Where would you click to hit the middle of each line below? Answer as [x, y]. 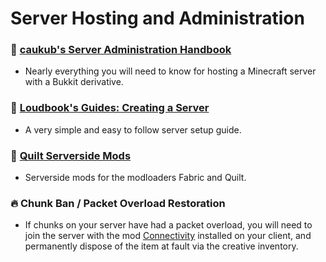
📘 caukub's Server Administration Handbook [121, 50]
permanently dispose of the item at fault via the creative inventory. [161, 246]
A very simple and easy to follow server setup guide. [133, 129]
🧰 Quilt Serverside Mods [71, 155]
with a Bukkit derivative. [74, 82]
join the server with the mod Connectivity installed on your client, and [168, 236]
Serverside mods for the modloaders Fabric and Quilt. [135, 178]
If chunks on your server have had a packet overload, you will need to [168, 225]
